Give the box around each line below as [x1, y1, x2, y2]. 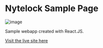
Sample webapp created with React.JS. [5, 28, 84, 34]
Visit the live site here [5, 37, 48, 44]
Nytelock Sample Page [5, 3, 99, 14]
